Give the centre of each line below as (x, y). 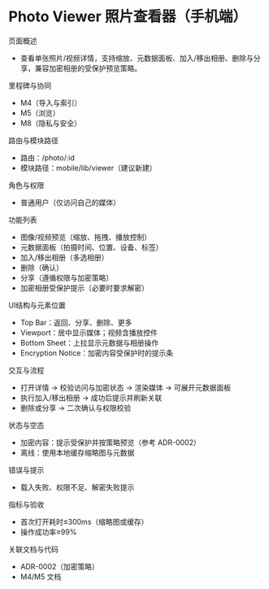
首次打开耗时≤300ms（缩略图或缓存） (84, 521)
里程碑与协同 (30, 85)
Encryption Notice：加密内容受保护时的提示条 (97, 353)
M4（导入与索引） (51, 103)
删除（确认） (41, 267)
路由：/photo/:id (47, 157)
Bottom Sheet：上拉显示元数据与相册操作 (89, 342)
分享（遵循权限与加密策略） (67, 277)
